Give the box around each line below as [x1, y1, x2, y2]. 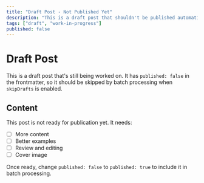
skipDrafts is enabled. [6, 85, 63, 92]
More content [15, 131, 50, 137]
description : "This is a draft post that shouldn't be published [6, 15, 175, 21]
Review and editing [15, 144, 63, 152]
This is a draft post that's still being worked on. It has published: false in [6, 72, 190, 80]
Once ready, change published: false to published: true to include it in [6, 164, 188, 171]
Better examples [15, 137, 56, 145]
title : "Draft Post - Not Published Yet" [6, 9, 113, 15]
